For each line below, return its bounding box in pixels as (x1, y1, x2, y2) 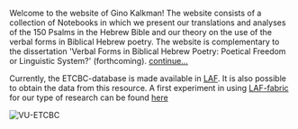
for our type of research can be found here (9, 92, 168, 103)
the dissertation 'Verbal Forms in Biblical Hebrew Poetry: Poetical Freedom (9, 46, 286, 57)
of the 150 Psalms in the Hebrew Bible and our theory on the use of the (9, 27, 273, 37)
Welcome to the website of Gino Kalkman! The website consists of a (9, 8, 262, 18)
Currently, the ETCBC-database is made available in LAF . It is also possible (9, 73, 286, 84)
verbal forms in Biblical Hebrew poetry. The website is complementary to (9, 36, 280, 47)
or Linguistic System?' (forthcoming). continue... (9, 56, 189, 66)
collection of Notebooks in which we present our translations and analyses (9, 17, 286, 28)
